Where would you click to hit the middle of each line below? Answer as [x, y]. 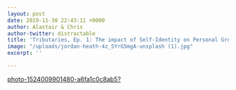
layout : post [26, 14]
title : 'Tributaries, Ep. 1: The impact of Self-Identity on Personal [113, 40]
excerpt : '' [25, 53]
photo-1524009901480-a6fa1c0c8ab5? [64, 79]
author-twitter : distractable [52, 33]
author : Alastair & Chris [45, 27]
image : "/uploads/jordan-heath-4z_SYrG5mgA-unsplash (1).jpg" [100, 46]
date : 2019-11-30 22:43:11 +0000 [56, 20]
